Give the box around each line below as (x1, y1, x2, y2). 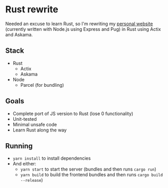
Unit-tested (12, 116, 37, 122)
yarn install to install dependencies (12, 155, 91, 161)
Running (5, 141, 33, 150)
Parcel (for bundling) (20, 82, 64, 88)
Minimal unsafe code (12, 121, 57, 127)
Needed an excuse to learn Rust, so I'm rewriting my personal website (5, 21, 153, 27)
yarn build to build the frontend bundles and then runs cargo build (20, 172, 163, 178)
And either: (12, 161, 37, 167)
